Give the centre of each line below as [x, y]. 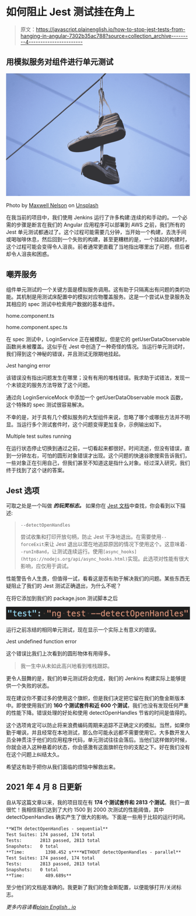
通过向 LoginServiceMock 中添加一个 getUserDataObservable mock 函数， [96, 397]
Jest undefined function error [41, 641]
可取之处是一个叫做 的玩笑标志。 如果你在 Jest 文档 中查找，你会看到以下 [93, 506]
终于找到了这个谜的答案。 [37, 470]
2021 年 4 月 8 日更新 [44, 787]
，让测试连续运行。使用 [75, 551]
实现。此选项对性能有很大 [158, 559]
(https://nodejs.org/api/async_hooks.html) [74, 560]
